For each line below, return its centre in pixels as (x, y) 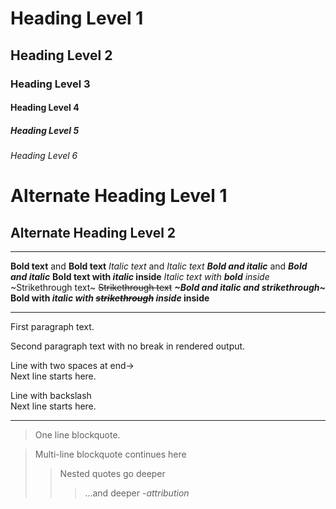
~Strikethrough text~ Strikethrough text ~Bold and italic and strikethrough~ (168, 288)
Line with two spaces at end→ (72, 366)
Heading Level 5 (45, 130)
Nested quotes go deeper (112, 474)
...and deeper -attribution (137, 493)
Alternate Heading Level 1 (119, 196)
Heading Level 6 (44, 156)
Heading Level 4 (45, 108)
